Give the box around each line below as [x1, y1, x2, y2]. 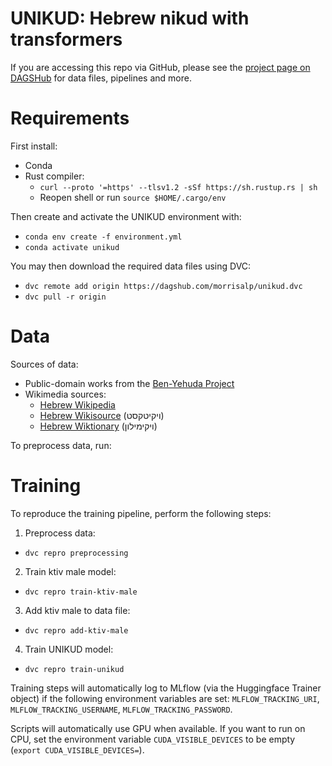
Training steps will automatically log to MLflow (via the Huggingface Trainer [10, 682, 322, 694]
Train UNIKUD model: [24, 643, 114, 655]
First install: [10, 140, 58, 152]
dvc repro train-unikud [24, 664, 125, 674]
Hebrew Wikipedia [39, 398, 116, 411]
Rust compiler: [24, 170, 85, 182]
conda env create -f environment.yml [24, 232, 183, 242]
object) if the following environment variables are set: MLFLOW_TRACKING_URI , [10, 692, 320, 704]
